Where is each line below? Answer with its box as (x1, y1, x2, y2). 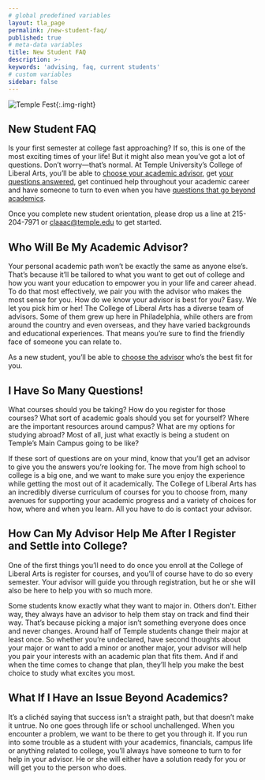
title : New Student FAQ (8, 48, 87, 56)
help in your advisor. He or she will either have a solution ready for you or (8, 754, 246, 763)
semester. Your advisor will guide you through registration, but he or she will (8, 577, 256, 586)
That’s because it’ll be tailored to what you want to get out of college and (8, 270, 245, 279)
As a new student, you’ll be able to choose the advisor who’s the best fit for (8, 353, 253, 362)
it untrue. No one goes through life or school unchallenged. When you (8, 721, 235, 730)
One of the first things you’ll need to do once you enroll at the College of (8, 560, 244, 570)
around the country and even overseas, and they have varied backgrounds (8, 320, 251, 330)
